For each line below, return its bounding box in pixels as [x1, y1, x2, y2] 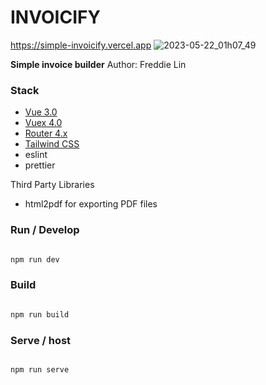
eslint [24, 149, 48, 161]
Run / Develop [10, 223, 80, 237]
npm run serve [10, 364, 70, 375]
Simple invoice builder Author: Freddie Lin [10, 58, 187, 70]
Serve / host [10, 333, 72, 347]
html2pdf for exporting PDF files [24, 198, 158, 210]
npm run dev [10, 254, 60, 265]
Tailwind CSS [24, 138, 80, 150]
